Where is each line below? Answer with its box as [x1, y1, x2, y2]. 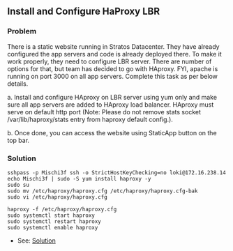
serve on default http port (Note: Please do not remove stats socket [7, 107, 201, 116]
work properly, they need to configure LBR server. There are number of [7, 57, 212, 66]
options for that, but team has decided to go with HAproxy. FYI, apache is [7, 64, 218, 73]
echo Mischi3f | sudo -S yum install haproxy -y [7, 175, 151, 182]
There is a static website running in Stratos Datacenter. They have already [7, 42, 220, 51]
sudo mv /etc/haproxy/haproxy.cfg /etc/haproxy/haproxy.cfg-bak [7, 188, 198, 195]
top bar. [7, 136, 30, 144]
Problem [7, 26, 37, 36]
